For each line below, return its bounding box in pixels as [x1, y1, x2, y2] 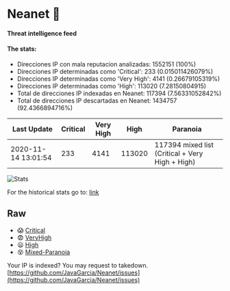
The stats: [7, 45, 37, 53]
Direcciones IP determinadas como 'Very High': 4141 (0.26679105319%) [16, 75, 220, 83]
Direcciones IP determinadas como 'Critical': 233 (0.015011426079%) [16, 67, 214, 75]
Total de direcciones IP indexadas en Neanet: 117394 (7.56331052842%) [16, 89, 222, 97]
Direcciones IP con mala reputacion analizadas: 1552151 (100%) [16, 60, 196, 68]
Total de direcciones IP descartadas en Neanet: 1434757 [16, 96, 177, 105]
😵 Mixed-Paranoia [16, 248, 71, 256]
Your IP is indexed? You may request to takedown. [7, 261, 149, 269]
